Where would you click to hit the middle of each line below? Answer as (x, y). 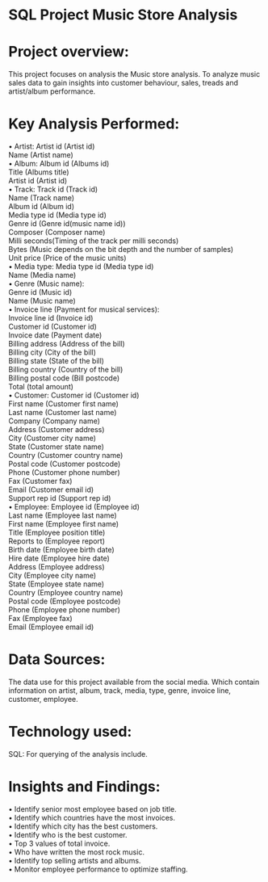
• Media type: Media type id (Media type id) (81, 267)
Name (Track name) (42, 198)
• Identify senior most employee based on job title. (92, 808)
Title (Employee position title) (57, 533)
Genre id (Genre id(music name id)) (67, 224)
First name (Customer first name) (64, 404)
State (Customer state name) (57, 447)
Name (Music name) (42, 301)
